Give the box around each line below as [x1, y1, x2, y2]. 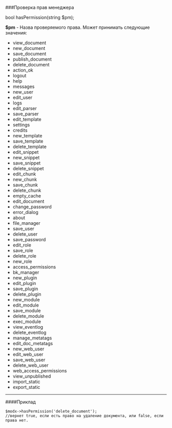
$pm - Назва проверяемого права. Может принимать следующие [5, 24, 150, 30]
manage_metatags [12, 335, 52, 341]
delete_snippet [12, 166, 45, 171]
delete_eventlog [12, 329, 47, 335]
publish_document [12, 56, 52, 62]
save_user [12, 226, 35, 231]
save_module [12, 308, 41, 313]
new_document [12, 45, 46, 51]
